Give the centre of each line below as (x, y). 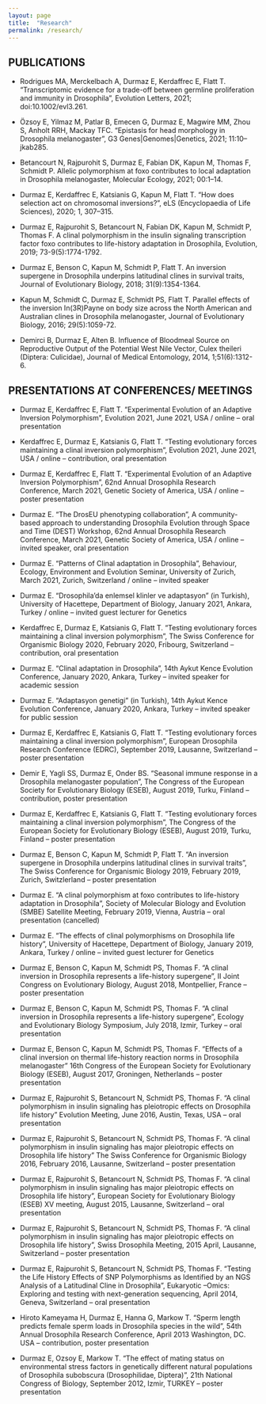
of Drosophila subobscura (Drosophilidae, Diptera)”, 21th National (126, 1375)
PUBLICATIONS (47, 62)
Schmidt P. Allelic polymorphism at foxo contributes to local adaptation (135, 171)
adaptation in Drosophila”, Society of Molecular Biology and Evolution (133, 903)
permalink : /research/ (46, 30)
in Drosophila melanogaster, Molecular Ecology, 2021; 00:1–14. (121, 180)
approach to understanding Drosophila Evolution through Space (146, 523)
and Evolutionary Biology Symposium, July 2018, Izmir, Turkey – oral (131, 1025)
